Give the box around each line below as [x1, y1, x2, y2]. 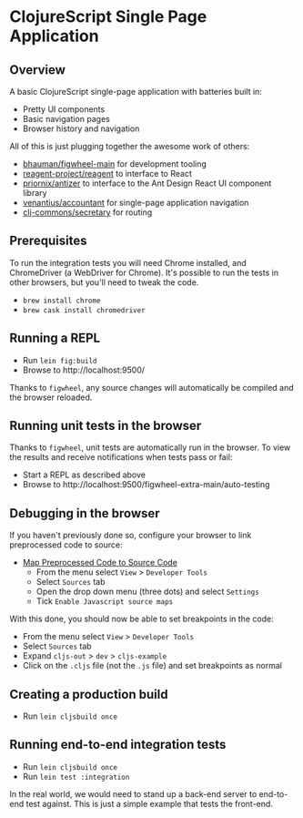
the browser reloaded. [9, 392, 93, 403]
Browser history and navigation [22, 123, 140, 134]
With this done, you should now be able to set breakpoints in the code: [9, 613, 275, 625]
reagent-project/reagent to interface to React [22, 169, 193, 179]
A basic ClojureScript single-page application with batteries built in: [9, 87, 262, 97]
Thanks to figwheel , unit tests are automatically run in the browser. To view [9, 442, 291, 453]
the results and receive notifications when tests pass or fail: [9, 452, 233, 463]
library [22, 188, 47, 198]
